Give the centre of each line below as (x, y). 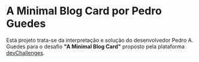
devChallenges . (25, 52)
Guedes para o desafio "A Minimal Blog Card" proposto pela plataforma (95, 46)
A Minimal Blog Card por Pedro (84, 11)
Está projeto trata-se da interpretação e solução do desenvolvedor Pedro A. (100, 40)
